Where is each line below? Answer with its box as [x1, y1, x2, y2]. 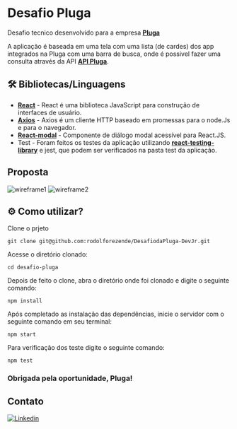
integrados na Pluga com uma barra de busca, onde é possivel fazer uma [7, 49, 221, 58]
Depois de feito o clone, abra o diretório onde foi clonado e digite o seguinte [7, 276, 230, 285]
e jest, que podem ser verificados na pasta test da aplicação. [39, 146, 217, 154]
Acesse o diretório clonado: [7, 250, 88, 259]
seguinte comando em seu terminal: [7, 317, 112, 326]
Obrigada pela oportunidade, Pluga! [7, 373, 133, 383]
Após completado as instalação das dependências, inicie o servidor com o [7, 310, 224, 319]
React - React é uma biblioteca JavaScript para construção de [17, 100, 200, 109]
